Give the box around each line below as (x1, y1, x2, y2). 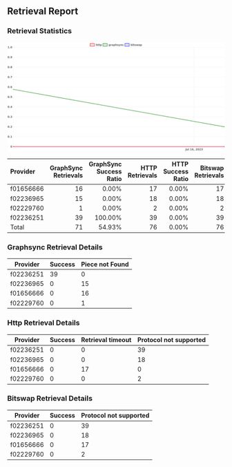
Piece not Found (81, 260, 129, 268)
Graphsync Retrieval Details (7, 242, 103, 251)
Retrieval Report (7, 6, 79, 17)
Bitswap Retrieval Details (7, 394, 93, 403)
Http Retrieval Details (7, 318, 80, 327)
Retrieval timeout (81, 336, 132, 344)
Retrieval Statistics (7, 26, 72, 36)
